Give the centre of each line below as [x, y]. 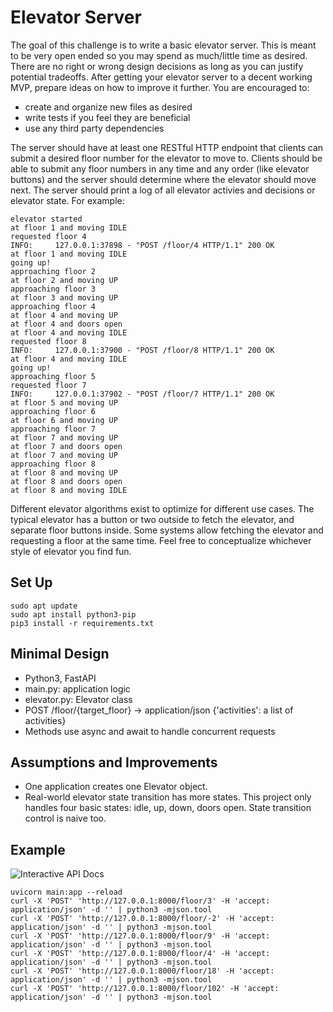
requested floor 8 [48, 341]
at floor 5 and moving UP [64, 402]
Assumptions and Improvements [114, 762]
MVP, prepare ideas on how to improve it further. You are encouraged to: [160, 87]
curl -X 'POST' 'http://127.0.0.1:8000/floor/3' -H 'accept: [140, 901]
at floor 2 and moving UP [64, 280]
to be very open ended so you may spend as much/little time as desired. [159, 55]
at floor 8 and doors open [66, 481]
